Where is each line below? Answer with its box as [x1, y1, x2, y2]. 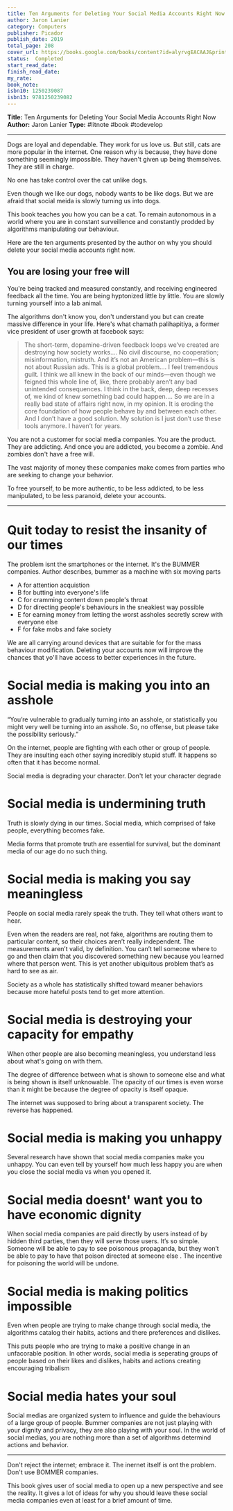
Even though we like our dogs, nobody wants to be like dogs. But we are [7, 189, 214, 198]
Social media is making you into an [7, 677, 210, 693]
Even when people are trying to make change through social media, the [7, 1321, 212, 1329]
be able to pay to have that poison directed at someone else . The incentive [7, 1252, 223, 1260]
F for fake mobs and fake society [17, 625, 112, 633]
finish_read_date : [7, 68, 60, 75]
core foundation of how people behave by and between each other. [24, 407, 217, 415]
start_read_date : [7, 62, 58, 69]
